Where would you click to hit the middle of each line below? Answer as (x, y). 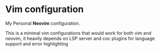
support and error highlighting (37, 43)
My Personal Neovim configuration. (43, 23)
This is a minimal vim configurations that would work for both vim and (78, 33)
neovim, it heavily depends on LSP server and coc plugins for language (80, 38)
